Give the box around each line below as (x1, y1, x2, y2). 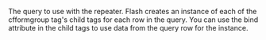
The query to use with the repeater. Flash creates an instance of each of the (8, 7, 257, 16)
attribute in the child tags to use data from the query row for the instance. (8, 24, 249, 32)
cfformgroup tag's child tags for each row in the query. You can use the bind (8, 15, 259, 24)
